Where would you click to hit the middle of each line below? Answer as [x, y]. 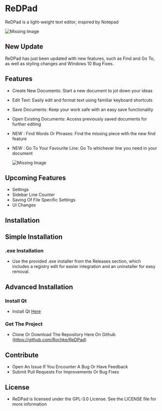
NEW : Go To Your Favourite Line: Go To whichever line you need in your [84, 148]
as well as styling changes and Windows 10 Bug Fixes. [60, 63]
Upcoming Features [36, 178]
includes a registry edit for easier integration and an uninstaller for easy [84, 267]
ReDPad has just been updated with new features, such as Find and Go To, [80, 58]
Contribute [22, 355]
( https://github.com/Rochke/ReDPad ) [49, 340]
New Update [24, 47]
